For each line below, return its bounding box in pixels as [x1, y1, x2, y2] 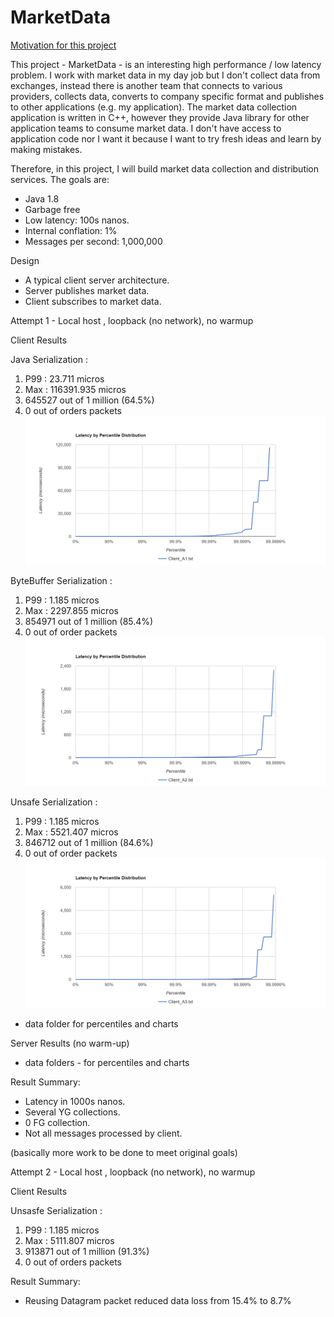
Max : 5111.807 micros [24, 1234, 115, 1246]
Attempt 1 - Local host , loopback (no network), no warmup [10, 314, 254, 326]
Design [10, 254, 40, 266]
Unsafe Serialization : [10, 796, 98, 808]
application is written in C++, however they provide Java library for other [10, 111, 310, 123]
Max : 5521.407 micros [24, 826, 119, 838]
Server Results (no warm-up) [10, 1037, 130, 1049]
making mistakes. [10, 143, 83, 155]
